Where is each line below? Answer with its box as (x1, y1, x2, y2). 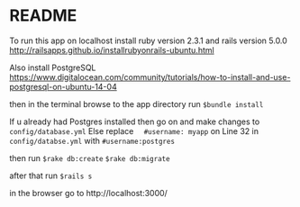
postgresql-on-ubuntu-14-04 (9, 81, 117, 92)
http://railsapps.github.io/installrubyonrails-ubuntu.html (9, 44, 214, 55)
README (9, 5, 77, 26)
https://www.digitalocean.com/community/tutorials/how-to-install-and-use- (9, 71, 291, 82)
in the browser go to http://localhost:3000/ (9, 187, 168, 198)
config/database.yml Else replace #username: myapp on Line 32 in (9, 125, 259, 136)
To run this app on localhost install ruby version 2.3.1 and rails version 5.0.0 (9, 35, 288, 46)
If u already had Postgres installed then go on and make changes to (9, 116, 260, 127)
